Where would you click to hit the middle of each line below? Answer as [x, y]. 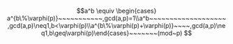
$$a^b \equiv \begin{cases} [116, 11]
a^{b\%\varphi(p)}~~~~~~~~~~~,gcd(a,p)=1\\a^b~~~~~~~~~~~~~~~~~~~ [116, 18]
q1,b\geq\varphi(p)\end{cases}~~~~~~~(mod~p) [112, 33]
